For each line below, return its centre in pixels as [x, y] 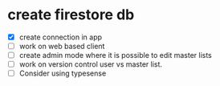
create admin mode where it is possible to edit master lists [115, 55]
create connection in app [60, 37]
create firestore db [71, 15]
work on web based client [62, 46]
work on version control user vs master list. [90, 64]
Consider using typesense [63, 73]
